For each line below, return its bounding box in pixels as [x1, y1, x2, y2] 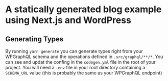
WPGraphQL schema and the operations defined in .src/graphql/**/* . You [5, 53, 163, 60]
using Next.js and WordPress [5, 14, 132, 26]
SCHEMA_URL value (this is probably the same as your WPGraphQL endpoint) [5, 70, 162, 76]
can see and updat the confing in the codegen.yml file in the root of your [5, 59, 156, 65]
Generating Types [5, 35, 64, 43]
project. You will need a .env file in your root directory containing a [5, 65, 146, 70]
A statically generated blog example [5, 4, 162, 15]
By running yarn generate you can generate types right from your [5, 48, 143, 54]
